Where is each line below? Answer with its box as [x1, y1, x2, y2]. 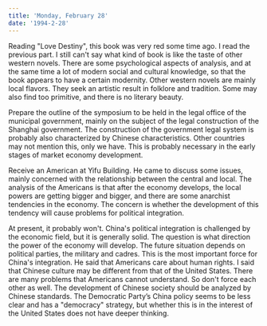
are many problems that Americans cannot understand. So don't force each [8, 274, 257, 284]
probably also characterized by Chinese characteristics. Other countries [8, 133, 245, 142]
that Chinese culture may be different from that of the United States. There [8, 265, 253, 276]
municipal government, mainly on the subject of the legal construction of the [8, 116, 259, 125]
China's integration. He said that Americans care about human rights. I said [8, 257, 255, 267]
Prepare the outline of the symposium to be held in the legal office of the [8, 107, 247, 117]
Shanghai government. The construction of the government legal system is [8, 125, 254, 134]
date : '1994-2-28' [8, 19, 69, 27]
